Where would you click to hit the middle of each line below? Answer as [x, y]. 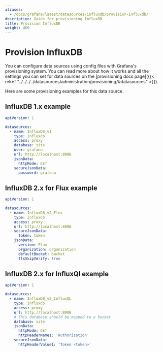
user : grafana [28, 150]
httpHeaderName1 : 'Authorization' [54, 335]
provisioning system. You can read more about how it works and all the [77, 71]
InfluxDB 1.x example [38, 107]
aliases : [14, 10]
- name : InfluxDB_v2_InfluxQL [40, 299]
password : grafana [37, 173]
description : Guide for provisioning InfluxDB [54, 19]
